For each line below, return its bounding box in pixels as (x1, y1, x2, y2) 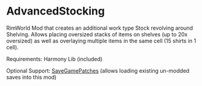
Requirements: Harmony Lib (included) (6, 55, 103, 62)
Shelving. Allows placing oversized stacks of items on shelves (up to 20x (6, 30, 188, 38)
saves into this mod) (6, 73, 57, 81)
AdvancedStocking (6, 4, 105, 18)
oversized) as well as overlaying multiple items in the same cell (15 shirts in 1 (6, 37, 197, 44)
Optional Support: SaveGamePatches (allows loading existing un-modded (6, 67, 189, 74)
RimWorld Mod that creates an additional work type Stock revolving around (6, 24, 194, 31)
